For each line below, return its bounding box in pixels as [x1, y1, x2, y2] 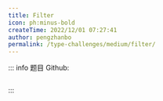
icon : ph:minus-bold [8, 19, 76, 27]
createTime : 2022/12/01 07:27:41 [8, 26, 118, 34]
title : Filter [8, 11, 55, 20]
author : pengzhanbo [8, 33, 72, 41]
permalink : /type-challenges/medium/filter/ [8, 41, 156, 49]
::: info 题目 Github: [8, 63, 70, 73]
